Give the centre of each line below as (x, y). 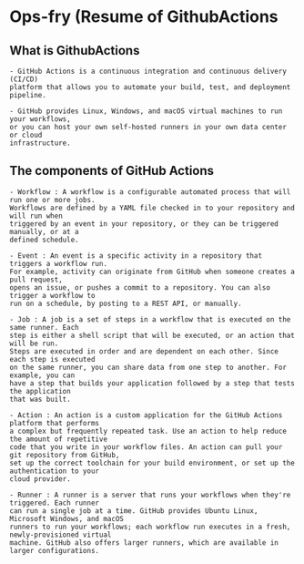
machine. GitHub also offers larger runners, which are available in (144, 543)
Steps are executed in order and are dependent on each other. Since (144, 351)
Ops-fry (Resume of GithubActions (144, 17)
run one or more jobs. (52, 200)
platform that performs (55, 423)
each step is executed (52, 359)
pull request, (36, 280)
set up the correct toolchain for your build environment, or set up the (152, 463)
